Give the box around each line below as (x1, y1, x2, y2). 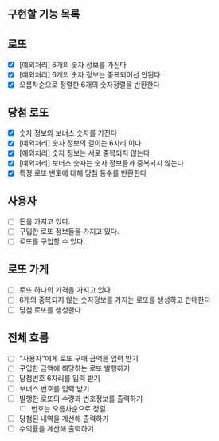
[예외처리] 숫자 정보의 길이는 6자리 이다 (18, 138, 142, 148)
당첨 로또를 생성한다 (18, 305, 81, 315)
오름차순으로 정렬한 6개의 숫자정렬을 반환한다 (18, 80, 160, 89)
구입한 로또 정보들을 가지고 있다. (18, 227, 119, 236)
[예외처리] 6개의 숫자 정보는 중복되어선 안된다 (18, 70, 161, 80)
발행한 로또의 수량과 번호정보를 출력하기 (18, 394, 143, 403)
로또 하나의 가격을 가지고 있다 (18, 285, 111, 295)
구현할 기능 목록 (7, 7, 80, 22)
